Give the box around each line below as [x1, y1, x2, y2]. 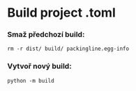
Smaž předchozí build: [7, 30, 85, 40]
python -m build [7, 77, 54, 84]
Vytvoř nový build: [7, 61, 72, 71]
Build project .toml [7, 5, 116, 21]
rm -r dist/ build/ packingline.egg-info [7, 45, 130, 53]
